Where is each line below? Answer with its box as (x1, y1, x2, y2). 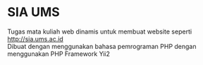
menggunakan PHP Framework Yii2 (7, 50, 111, 58)
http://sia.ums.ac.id (7, 34, 63, 43)
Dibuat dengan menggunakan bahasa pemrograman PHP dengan (7, 42, 197, 50)
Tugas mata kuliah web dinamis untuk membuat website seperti (7, 27, 192, 36)
